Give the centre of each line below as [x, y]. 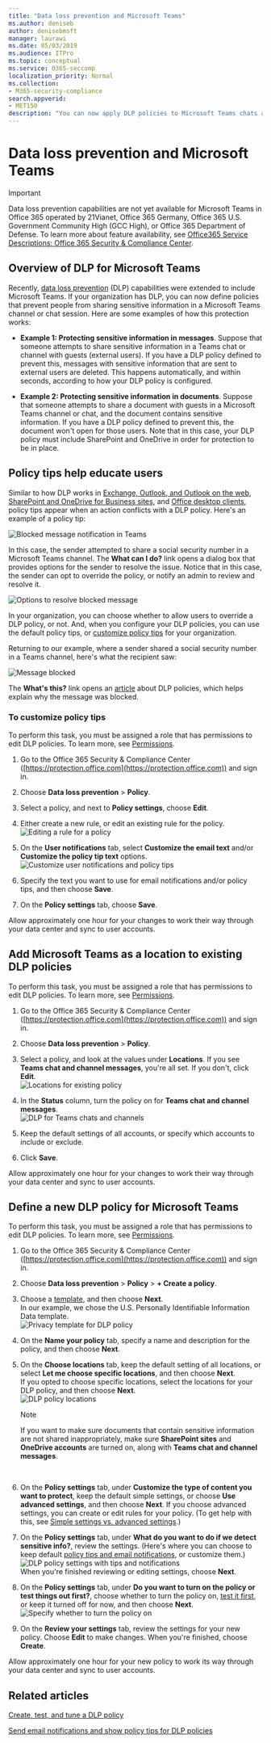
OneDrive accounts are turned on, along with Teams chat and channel [139, 1447]
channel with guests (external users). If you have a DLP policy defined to [141, 355]
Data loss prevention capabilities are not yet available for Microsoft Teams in [135, 208]
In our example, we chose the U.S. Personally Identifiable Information [135, 1308]
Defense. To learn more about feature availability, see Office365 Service [128, 234]
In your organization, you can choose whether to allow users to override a [131, 615]
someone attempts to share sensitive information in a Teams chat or [133, 346]
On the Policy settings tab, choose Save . [89, 905]
